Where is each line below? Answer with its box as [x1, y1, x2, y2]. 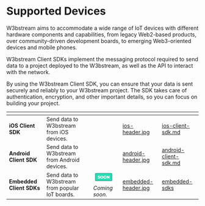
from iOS [46, 128, 69, 136]
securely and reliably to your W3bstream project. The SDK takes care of [6, 86, 187, 94]
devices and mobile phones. [6, 44, 77, 51]
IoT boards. [46, 190, 75, 198]
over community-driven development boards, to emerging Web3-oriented [6, 37, 192, 44]
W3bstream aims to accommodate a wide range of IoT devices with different [6, 24, 199, 32]
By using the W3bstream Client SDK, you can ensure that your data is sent [6, 80, 193, 88]
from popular [46, 184, 79, 191]
